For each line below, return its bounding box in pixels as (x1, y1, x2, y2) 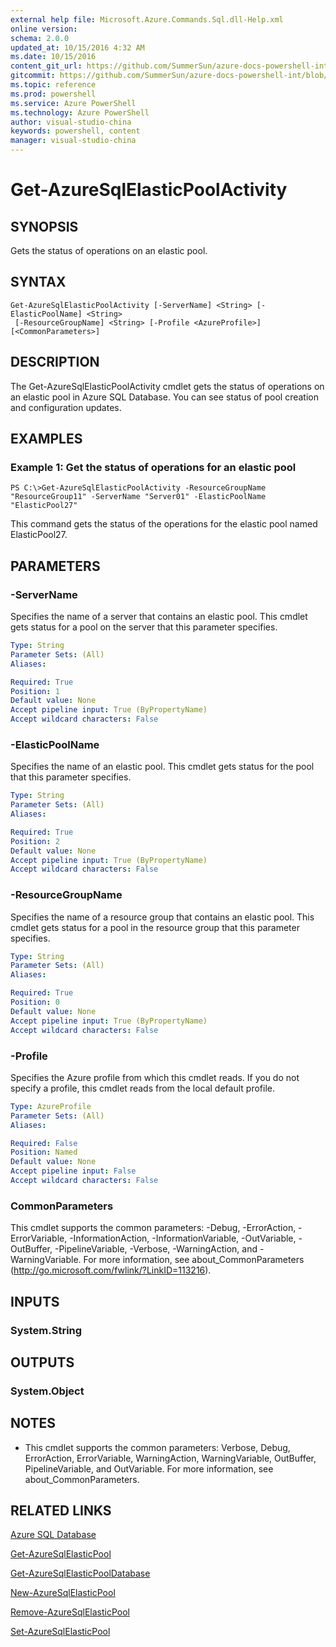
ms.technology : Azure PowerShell (10, 107, 150, 118)
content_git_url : (10, 61, 83, 71)
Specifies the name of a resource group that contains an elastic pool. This (10, 911, 315, 923)
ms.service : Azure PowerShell (10, 98, 137, 108)
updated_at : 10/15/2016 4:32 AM (10, 42, 145, 53)
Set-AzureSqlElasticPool (10, 1626, 111, 1638)
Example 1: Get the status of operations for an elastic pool (10, 460, 297, 474)
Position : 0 (10, 997, 60, 1008)
